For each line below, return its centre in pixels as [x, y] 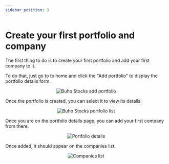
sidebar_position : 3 [27, 10]
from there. [17, 126]
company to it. [20, 66]
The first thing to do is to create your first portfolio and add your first [78, 60]
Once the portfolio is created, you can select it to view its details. [73, 101]
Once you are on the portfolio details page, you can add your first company [85, 121]
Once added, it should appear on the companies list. [61, 146]
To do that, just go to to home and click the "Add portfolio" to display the [81, 76]
